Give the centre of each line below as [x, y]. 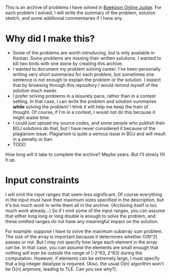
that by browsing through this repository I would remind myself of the [85, 85]
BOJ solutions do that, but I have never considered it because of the [84, 128]
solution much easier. [35, 90]
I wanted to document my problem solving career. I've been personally [87, 69]
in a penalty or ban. [33, 139]
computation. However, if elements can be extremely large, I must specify [82, 258]
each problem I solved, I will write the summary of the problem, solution [80, 13]
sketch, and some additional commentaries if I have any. [64, 18]
